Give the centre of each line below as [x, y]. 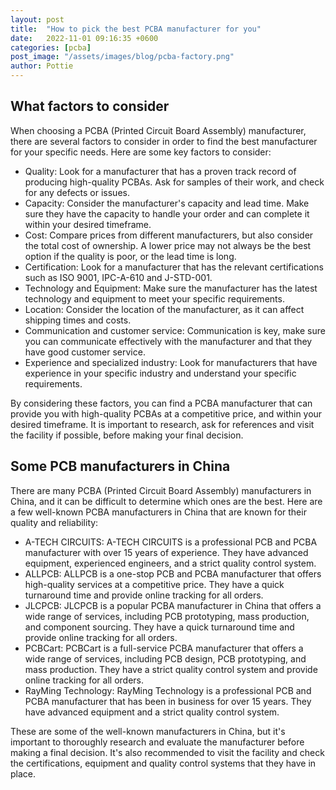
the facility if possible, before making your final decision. [127, 435]
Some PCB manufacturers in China [120, 466]
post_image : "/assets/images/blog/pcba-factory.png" [122, 57]
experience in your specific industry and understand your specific [160, 373]
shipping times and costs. [78, 320]
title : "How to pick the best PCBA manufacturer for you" [136, 29]
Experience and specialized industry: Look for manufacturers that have [171, 362]
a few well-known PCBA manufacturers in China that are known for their [158, 512]
